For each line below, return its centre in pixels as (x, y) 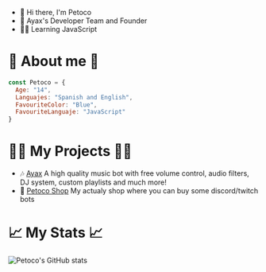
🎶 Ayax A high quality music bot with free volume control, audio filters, (135, 173)
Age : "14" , (33, 90)
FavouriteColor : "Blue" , (56, 105)
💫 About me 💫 (54, 62)
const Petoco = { (37, 82)
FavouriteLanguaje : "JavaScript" (71, 112)
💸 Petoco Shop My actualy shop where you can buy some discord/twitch (139, 191)
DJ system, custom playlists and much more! (93, 182)
